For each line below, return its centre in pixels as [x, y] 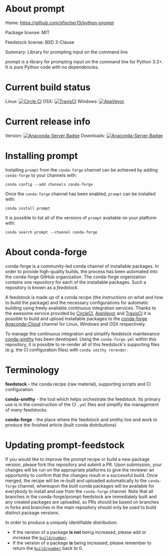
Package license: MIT [28, 32]
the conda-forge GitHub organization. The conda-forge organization [76, 277]
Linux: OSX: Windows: [52, 101]
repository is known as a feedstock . [42, 287]
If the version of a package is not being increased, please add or [79, 532]
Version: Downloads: [55, 135]
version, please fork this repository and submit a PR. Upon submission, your [83, 464]
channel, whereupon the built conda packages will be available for [86, 486]
